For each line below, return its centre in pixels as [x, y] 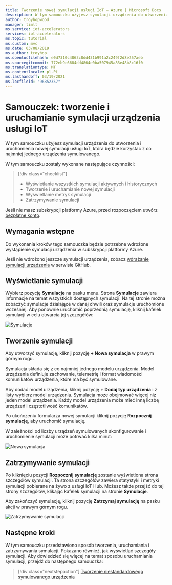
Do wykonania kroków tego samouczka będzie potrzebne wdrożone [77, 244]
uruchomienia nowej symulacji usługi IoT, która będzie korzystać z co [79, 148]
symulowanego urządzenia [46, 577]
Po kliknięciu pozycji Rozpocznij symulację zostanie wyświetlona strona [82, 475]
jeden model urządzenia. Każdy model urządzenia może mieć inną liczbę [82, 400]
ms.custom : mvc [21, 44]
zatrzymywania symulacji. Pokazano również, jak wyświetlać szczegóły [81, 550]
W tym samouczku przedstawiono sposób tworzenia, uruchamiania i [77, 545]
